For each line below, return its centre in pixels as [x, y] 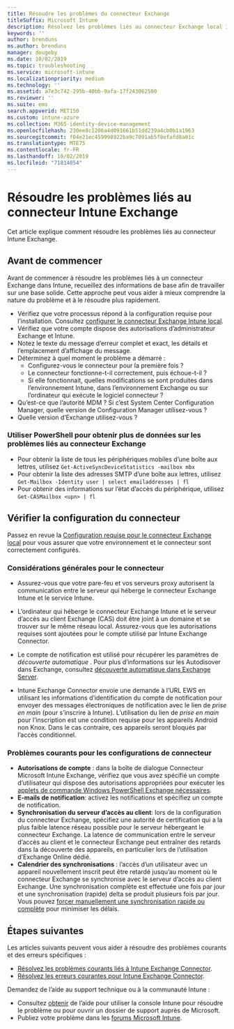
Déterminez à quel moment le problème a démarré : [91, 358]
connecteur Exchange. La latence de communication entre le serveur [116, 835]
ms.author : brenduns [37, 46]
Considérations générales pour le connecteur [86, 568]
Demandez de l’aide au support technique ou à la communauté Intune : [109, 990]
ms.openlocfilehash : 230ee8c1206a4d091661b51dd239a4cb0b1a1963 [101, 130]
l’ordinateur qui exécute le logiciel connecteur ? [95, 395]
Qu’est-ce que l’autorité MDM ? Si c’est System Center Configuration [116, 403]
